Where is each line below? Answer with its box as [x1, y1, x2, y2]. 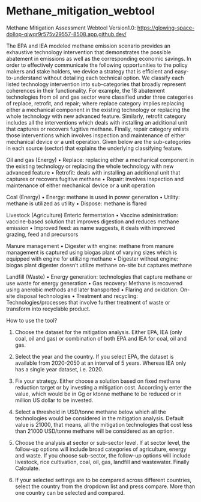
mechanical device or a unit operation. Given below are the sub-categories [6, 138, 191, 145]
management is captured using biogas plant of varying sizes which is [6, 249, 178, 256]
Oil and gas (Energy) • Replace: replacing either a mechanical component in [6, 156, 194, 163]
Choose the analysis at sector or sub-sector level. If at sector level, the [14, 439, 190, 446]
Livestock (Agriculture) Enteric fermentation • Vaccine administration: [6, 211, 179, 218]
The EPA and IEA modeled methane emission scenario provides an [6, 42, 171, 49]
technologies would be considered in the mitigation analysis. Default [14, 414, 184, 422]
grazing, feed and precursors [6, 231, 79, 238]
